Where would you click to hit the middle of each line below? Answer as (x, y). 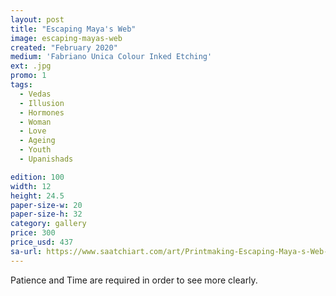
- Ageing (37, 141)
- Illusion (42, 103)
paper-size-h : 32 (46, 214)
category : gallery (48, 224)
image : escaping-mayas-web (66, 38)
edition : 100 (37, 177)
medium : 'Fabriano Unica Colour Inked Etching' (111, 57)
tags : (21, 85)
